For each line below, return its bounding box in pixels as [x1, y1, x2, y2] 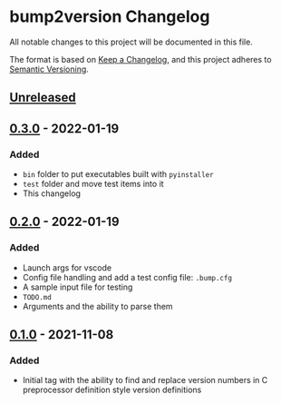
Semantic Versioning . [9, 64, 89, 74]
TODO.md [22, 292, 52, 301]
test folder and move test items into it [22, 179, 165, 190]
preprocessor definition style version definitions [22, 384, 202, 396]
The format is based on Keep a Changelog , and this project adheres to [9, 54, 272, 64]
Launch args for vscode [22, 261, 111, 273]
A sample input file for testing [22, 281, 133, 292]
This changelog [22, 188, 82, 199]
